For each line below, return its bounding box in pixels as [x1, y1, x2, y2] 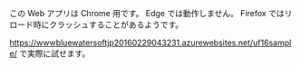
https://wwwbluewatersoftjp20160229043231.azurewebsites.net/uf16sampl [9, 37, 292, 48]
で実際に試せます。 [19, 48, 91, 59]
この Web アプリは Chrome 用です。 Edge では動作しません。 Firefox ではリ [9, 8, 293, 18]
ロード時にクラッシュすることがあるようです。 [9, 19, 184, 30]
